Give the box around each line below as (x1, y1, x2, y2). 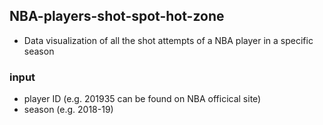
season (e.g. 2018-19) (23, 104, 114, 116)
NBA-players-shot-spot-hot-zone (9, 8, 225, 25)
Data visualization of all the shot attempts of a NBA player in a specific (23, 34, 314, 46)
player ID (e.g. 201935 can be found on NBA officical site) (23, 93, 262, 105)
